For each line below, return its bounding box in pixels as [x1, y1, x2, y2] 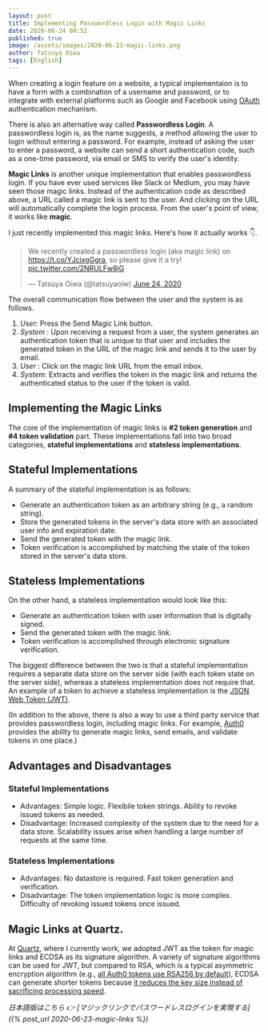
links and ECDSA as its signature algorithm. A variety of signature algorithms [8, 952, 261, 962]
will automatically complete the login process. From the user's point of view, [8, 203, 258, 212]
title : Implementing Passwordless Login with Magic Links [8, 19, 206, 27]
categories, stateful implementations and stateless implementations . [8, 439, 242, 449]
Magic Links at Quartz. [8, 922, 124, 936]
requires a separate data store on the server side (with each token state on [8, 669, 254, 678]
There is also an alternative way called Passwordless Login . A [8, 119, 214, 129]
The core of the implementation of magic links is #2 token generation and [8, 423, 253, 432]
